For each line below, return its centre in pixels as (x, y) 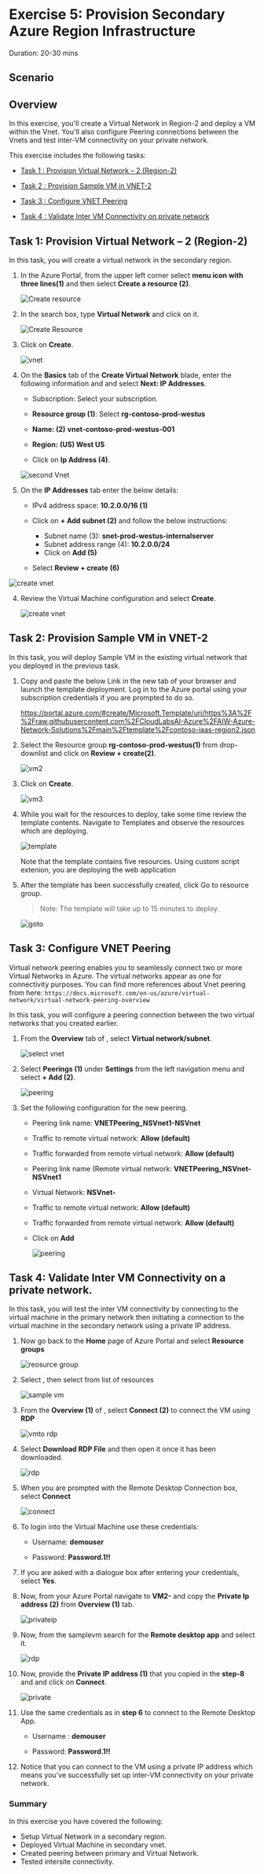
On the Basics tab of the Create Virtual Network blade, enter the (126, 374)
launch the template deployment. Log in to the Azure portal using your (134, 689)
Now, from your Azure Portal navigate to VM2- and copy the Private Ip (135, 1596)
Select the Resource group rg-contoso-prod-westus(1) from (119, 744)
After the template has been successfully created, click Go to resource (135, 885)
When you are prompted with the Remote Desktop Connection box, (129, 1488)
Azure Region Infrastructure (102, 31)
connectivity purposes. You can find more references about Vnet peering (127, 984)
